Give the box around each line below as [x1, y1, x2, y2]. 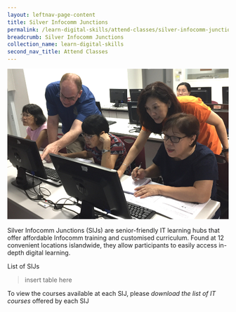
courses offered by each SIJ [7, 297, 89, 305]
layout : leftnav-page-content [7, 11, 96, 18]
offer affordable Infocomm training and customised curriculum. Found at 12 [7, 233, 225, 242]
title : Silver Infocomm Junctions [7, 18, 109, 26]
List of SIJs [7, 262, 40, 271]
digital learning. [25, 249, 71, 257]
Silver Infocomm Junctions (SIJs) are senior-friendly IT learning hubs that [7, 226, 220, 235]
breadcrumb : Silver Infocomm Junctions [7, 34, 124, 41]
